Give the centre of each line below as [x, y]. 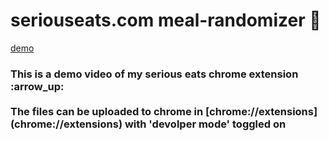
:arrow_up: [37, 86]
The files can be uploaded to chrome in [107, 111]
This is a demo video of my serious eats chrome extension [154, 74]
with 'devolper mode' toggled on [205, 124]
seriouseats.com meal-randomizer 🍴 [166, 20]
